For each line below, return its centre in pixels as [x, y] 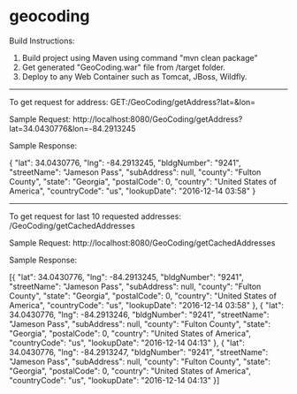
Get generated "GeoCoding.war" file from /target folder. [123, 67]
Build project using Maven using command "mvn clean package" [140, 57]
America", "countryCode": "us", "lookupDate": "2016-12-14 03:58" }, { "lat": [147, 305]
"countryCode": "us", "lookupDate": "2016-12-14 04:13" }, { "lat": [127, 343]
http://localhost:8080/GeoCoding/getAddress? [158, 119]
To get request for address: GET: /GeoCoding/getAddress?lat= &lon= [133, 102]
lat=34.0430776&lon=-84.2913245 [72, 128]
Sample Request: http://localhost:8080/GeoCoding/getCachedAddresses [142, 242]
